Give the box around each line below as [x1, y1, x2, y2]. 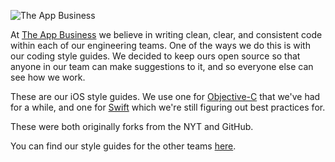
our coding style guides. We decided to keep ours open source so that [10, 50, 301, 62]
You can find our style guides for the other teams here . [10, 140, 237, 152]
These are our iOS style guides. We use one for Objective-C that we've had [10, 91, 321, 102]
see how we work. [10, 71, 86, 83]
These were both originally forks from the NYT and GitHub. [10, 121, 254, 132]
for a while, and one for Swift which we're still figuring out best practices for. [10, 101, 326, 113]
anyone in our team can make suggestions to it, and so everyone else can [10, 61, 314, 72]
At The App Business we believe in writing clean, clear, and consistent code [10, 29, 323, 40]
